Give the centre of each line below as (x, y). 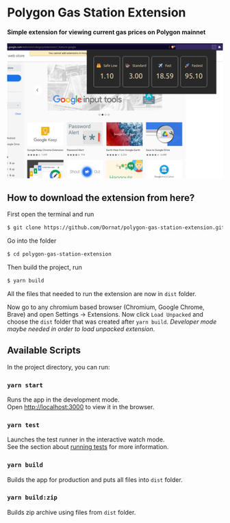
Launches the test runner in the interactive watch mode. (86, 439)
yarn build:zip (33, 498)
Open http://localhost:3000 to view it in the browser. (81, 406)
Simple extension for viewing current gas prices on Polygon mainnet (106, 32)
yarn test (23, 425)
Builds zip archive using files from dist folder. (72, 512)
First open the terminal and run (51, 215)
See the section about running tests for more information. (88, 447)
